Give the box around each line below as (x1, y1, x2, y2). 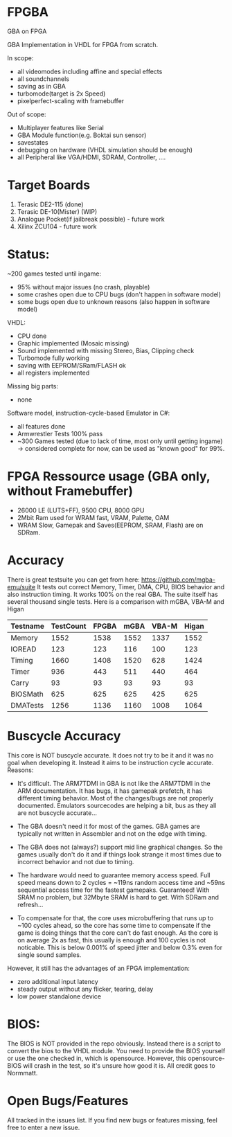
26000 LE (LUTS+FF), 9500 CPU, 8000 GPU (17, 506, 145, 514)
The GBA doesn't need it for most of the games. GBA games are (17, 822, 201, 830)
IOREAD (10, 644, 37, 654)
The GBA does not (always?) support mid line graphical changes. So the (17, 843, 223, 851)
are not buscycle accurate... (17, 808, 97, 817)
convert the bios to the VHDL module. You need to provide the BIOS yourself (7, 1046, 226, 1055)
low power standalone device (17, 992, 102, 1001)
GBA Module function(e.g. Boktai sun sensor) (17, 131, 147, 139)
